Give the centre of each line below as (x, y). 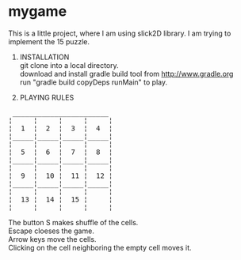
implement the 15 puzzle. (49, 41)
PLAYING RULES (47, 97)
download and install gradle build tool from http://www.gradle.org (126, 73)
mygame (38, 11)
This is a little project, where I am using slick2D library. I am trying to (120, 33)
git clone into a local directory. (69, 65)
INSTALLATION (44, 57)
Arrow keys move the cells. (52, 239)
